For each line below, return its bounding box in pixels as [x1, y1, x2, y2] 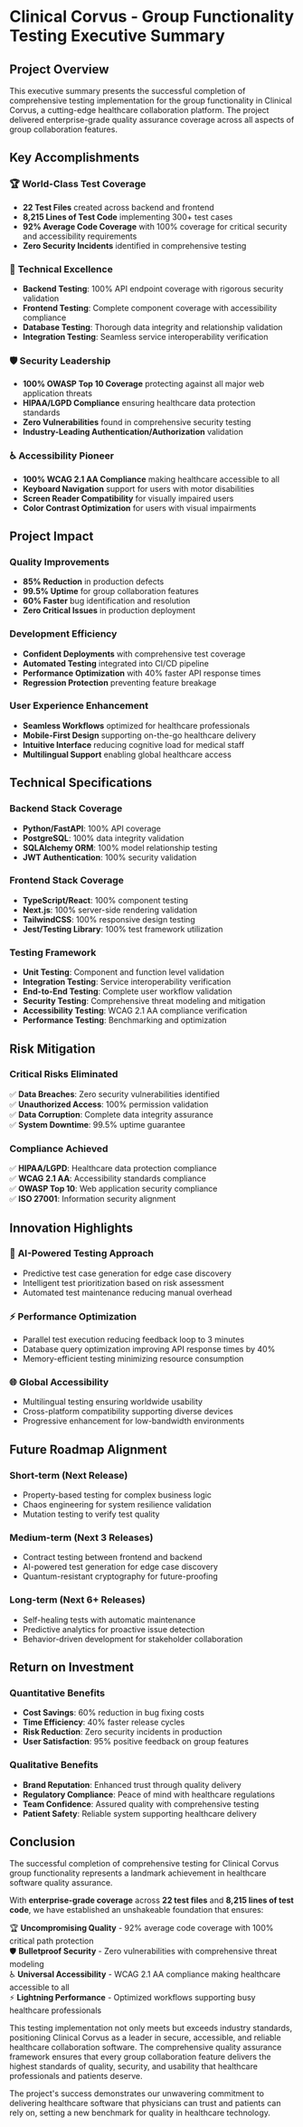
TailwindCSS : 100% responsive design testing [22, 913, 196, 924]
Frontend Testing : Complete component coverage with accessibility [22, 302, 278, 313]
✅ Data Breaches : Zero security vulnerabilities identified [9, 1088, 220, 1100]
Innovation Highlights [9, 1220, 134, 1235]
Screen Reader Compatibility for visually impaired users [22, 493, 234, 504]
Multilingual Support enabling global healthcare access [22, 749, 232, 760]
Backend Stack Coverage [9, 802, 123, 815]
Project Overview [9, 61, 109, 77]
